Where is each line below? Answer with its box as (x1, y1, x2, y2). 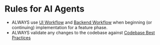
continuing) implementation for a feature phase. (11, 24, 108, 30)
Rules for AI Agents (4, 3, 85, 15)
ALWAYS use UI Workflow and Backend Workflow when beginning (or (11, 19, 152, 25)
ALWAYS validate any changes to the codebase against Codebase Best (11, 30, 155, 35)
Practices (11, 35, 31, 41)
